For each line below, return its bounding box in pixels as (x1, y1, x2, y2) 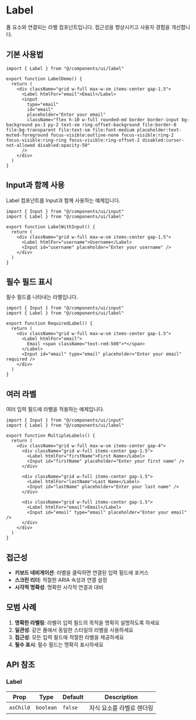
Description (104, 693, 139, 701)
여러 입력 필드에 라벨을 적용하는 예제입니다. (6, 406, 105, 413)
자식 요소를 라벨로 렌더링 (89, 704, 154, 712)
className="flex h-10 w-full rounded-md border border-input (27, 116, 180, 123)
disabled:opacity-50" (37, 142, 91, 148)
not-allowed (6, 142, 35, 148)
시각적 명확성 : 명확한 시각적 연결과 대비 (14, 584, 104, 591)
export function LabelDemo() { (6, 75, 82, 82)
